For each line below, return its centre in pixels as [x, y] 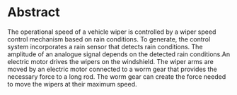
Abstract [34, 12]
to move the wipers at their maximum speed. [72, 84]
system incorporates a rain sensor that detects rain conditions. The [105, 46]
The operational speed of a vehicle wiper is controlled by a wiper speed [112, 32]
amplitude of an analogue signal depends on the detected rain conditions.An [119, 54]
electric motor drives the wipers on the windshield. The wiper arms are [110, 61]
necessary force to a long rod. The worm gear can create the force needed [117, 76]
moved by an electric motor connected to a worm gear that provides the [112, 69]
